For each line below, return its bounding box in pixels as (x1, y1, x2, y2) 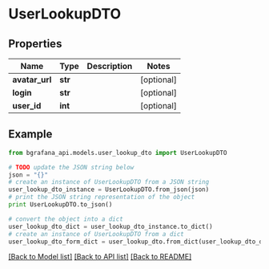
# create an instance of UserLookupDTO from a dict (8, 230, 184, 238)
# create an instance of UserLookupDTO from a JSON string (8, 178, 210, 186)
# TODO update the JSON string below (8, 163, 134, 171)
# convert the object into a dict (8, 214, 124, 223)
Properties (8, 37, 62, 51)
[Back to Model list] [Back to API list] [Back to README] (8, 252, 192, 262)
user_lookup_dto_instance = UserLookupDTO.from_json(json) (8, 185, 210, 194)
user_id (12, 100, 42, 111)
